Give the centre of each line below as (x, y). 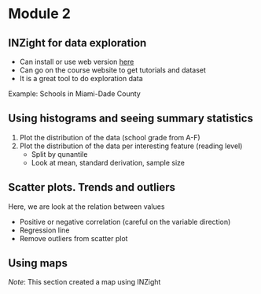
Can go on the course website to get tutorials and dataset (113, 70)
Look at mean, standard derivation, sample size (108, 162)
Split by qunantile (59, 154)
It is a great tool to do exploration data (81, 78)
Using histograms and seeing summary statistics (131, 119)
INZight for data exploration (77, 43)
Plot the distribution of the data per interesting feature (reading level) (131, 146)
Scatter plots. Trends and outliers (92, 187)
